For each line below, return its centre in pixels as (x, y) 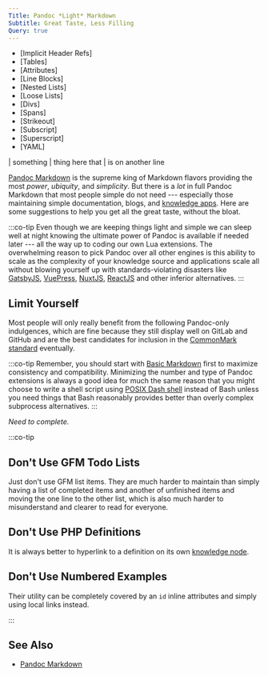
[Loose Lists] (41, 96)
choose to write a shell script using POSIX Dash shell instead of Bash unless (134, 390)
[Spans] (33, 113)
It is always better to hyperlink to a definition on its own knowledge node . (129, 551)
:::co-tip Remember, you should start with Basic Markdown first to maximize (133, 364)
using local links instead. (49, 604)
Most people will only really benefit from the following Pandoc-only (119, 323)
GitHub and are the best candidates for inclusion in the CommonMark (123, 340)
